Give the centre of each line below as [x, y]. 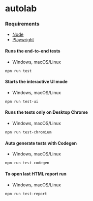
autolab [21, 9]
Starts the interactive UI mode [36, 82]
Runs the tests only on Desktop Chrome [46, 112]
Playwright [23, 40]
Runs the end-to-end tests [33, 51]
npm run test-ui [22, 101]
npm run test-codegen [27, 163]
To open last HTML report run [36, 174]
